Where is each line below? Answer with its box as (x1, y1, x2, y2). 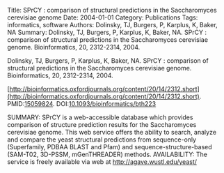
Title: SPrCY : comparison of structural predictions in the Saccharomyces (7, 6, 217, 14)
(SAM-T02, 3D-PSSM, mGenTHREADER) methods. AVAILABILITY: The (7, 150, 207, 158)
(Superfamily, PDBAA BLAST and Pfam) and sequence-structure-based (7, 143, 212, 151)
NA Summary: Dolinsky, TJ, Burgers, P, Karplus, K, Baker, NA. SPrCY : (7, 28, 207, 36)
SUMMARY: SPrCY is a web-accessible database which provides (7, 113, 193, 121)
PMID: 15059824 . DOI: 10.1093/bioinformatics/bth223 (7, 100, 157, 107)
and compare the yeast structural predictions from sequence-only (7, 135, 197, 144)
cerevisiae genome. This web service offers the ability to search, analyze (7, 128, 217, 136)
